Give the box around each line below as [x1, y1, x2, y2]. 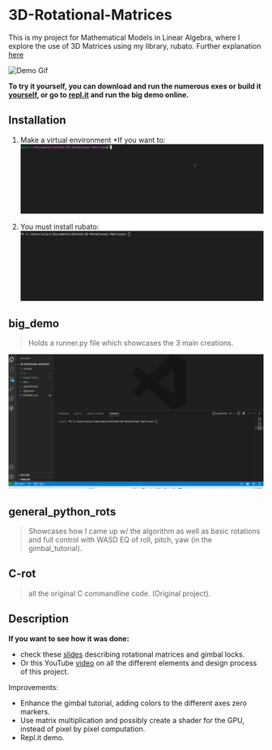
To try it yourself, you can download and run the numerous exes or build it [8, 81, 261, 91]
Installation [8, 114, 66, 127]
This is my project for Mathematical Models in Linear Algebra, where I [8, 32, 240, 42]
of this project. [19, 666, 70, 676]
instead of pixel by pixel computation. [19, 724, 146, 734]
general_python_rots [8, 505, 117, 519]
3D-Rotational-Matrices [8, 6, 172, 24]
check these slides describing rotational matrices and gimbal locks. [19, 649, 245, 659]
